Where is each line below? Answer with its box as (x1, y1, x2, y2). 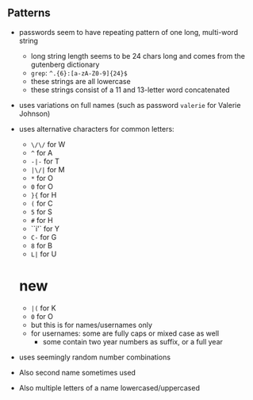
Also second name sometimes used (18, 367, 136, 377)
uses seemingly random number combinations (18, 352, 171, 362)
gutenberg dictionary (30, 60, 100, 69)
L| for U (30, 249, 57, 259)
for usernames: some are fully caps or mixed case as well (30, 329, 220, 338)
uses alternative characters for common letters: (18, 124, 175, 133)
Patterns (7, 6, 51, 20)
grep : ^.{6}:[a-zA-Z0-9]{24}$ (30, 67, 128, 78)
